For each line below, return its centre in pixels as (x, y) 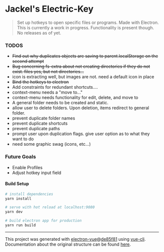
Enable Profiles (27, 167)
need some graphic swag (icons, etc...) (51, 144)
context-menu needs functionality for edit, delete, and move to (75, 97)
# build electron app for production (43, 221)
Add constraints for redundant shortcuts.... (55, 87)
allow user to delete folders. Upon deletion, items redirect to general (81, 108)
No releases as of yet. (39, 33)
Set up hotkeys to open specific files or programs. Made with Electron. (88, 22)
